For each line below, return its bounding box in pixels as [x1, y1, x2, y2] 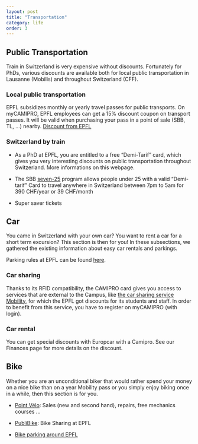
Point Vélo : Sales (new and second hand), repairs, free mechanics [14, 401, 176, 408]
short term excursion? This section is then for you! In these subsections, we [6, 239, 190, 246]
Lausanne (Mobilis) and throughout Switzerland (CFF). [6, 75, 139, 83]
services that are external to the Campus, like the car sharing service [6, 291, 174, 298]
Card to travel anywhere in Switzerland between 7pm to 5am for [28, 182, 184, 189]
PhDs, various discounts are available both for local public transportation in [6, 69, 189, 77]
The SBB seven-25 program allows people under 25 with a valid [14, 175, 170, 182]
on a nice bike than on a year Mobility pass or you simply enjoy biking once [6, 383, 189, 391]
